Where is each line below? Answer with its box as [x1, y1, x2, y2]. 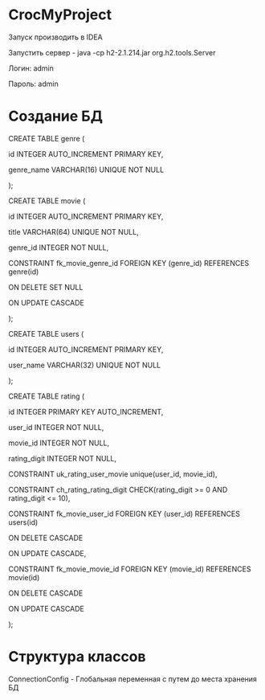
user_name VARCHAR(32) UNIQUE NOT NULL [8, 360, 161, 370]
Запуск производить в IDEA [8, 32, 103, 42]
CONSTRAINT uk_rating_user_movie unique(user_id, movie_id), [8, 469, 218, 479]
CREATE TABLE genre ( [8, 133, 85, 143]
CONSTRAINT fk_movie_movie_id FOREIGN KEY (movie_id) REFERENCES [8, 564, 251, 574]
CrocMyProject [8, 6, 112, 24]
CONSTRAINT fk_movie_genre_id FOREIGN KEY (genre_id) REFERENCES [8, 258, 250, 268]
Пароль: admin [8, 79, 59, 88]
